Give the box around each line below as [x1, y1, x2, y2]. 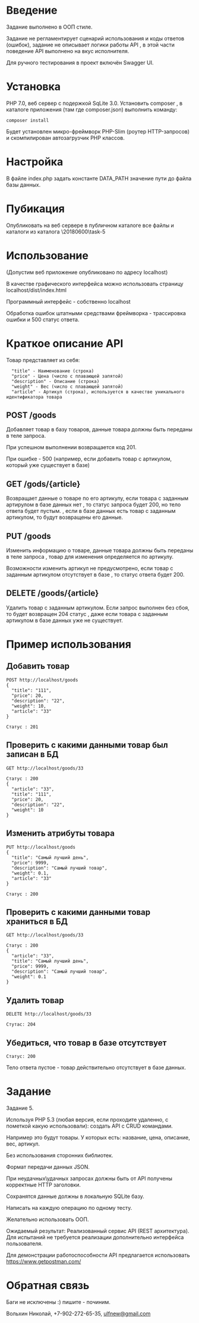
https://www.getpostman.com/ [6, 1257, 81, 1265]
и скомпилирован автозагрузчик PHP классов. [6, 134, 125, 141]
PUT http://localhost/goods [6, 844, 76, 850]
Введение [6, 4, 58, 17]
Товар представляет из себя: [6, 356, 80, 363]
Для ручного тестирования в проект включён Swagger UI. [6, 59, 154, 66]
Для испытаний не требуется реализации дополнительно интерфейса [6, 1234, 184, 1241]
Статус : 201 [6, 724, 39, 730]
